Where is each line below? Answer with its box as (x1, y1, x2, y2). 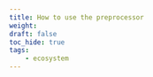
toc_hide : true (9, 37, 65, 47)
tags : (9, 46, 29, 55)
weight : (9, 21, 38, 30)
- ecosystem (25, 54, 69, 63)
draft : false (9, 29, 57, 38)
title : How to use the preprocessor (9, 12, 144, 22)
